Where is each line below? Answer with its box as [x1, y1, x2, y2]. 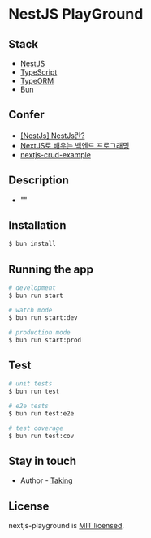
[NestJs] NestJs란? [19, 131, 85, 140]
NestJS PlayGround [8, 5, 144, 24]
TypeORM [19, 76, 54, 85]
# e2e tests [8, 402, 49, 410]
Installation [8, 218, 67, 232]
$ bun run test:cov [8, 432, 75, 440]
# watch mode [8, 306, 53, 314]
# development [8, 284, 57, 292]
